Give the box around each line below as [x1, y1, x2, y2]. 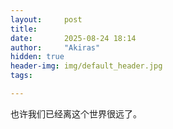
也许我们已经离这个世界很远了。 [10, 107, 142, 120]
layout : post [10, 14, 83, 25]
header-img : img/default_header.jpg [10, 61, 163, 71]
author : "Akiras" [10, 42, 101, 53]
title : [10, 24, 38, 34]
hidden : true [10, 52, 65, 62]
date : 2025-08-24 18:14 [10, 33, 137, 43]
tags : [10, 71, 33, 81]
